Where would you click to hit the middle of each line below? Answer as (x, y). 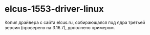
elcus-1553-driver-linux (54, 9)
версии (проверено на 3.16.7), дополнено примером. (60, 27)
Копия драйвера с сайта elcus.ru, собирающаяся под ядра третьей (75, 22)
